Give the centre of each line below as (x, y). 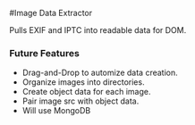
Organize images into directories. (83, 82)
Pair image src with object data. (81, 101)
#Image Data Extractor (51, 13)
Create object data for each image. (86, 92)
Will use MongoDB (56, 111)
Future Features (45, 53)
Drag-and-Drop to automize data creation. (100, 73)
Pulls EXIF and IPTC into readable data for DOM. (98, 30)
